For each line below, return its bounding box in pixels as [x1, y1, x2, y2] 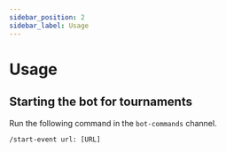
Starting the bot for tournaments [9, 95, 193, 110]
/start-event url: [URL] [9, 134, 101, 144]
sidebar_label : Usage [9, 21, 90, 30]
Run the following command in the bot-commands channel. [9, 118, 217, 128]
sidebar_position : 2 [9, 12, 86, 22]
